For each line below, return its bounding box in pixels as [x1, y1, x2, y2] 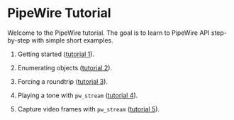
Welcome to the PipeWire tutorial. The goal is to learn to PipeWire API [7, 28, 210, 37]
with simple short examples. [31, 36, 113, 44]
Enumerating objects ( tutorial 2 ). [17, 63, 112, 72]
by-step [7, 36, 30, 44]
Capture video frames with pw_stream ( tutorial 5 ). [17, 104, 160, 113]
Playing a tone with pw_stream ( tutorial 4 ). [17, 91, 138, 99]
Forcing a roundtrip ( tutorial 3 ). [17, 77, 108, 86]
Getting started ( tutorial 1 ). [17, 50, 94, 58]
